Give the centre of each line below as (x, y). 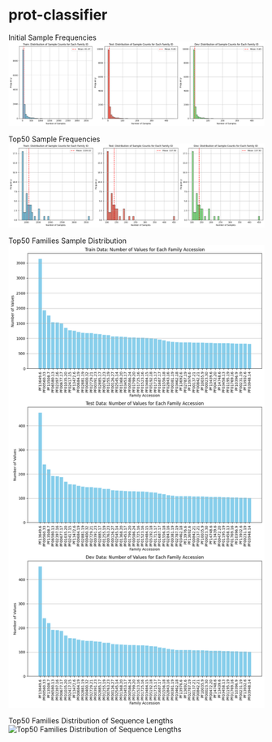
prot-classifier (58, 15)
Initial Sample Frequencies (53, 37)
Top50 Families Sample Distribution (68, 241)
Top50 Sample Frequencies (54, 139)
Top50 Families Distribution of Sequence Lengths (91, 720)
